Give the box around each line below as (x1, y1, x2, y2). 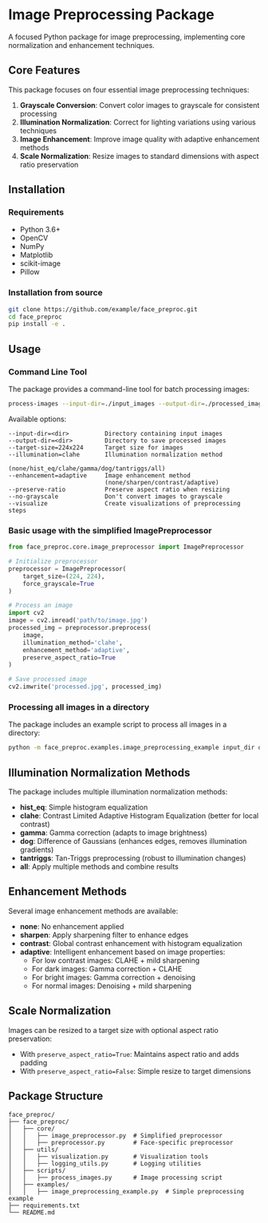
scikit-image (19, 259, 61, 268)
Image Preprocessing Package (8, 6, 215, 24)
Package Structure (8, 1090, 104, 1103)
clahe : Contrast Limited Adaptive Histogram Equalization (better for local (19, 811, 259, 821)
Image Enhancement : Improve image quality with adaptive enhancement (19, 134, 260, 144)
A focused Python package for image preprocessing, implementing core (8, 32, 246, 42)
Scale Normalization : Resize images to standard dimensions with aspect (19, 151, 259, 160)
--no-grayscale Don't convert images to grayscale (8, 493, 223, 501)
